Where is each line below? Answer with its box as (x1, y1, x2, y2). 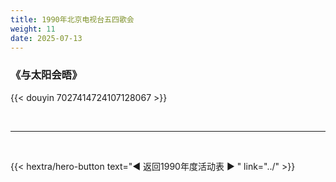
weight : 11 (10, 24, 56, 34)
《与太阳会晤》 (10, 68, 83, 82)
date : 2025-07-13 (10, 33, 83, 43)
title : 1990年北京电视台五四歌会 (10, 14, 135, 25)
